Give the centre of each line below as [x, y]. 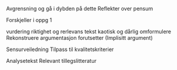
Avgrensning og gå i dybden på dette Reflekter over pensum [80, 9]
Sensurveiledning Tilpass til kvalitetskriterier [60, 49]
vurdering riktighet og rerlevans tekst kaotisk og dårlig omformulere [89, 31]
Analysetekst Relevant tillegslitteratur [51, 61]
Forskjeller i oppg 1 [29, 20]
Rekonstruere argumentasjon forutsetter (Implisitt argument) [79, 38]
